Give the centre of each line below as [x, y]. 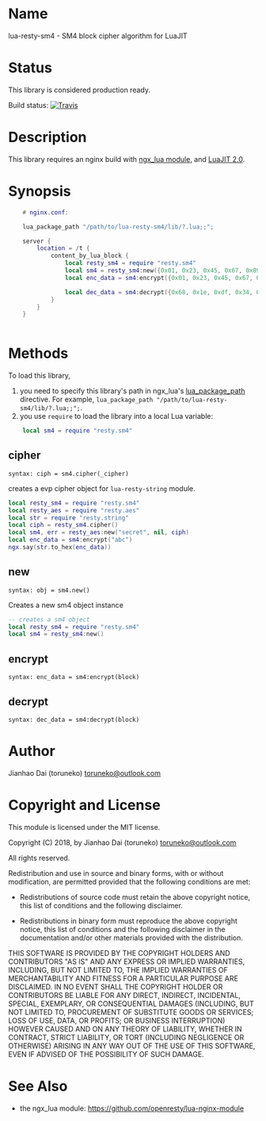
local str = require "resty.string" [68, 518]
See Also [38, 1086]
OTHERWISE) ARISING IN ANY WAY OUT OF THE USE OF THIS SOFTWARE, [132, 1046]
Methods [38, 353]
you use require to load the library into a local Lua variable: [116, 417]
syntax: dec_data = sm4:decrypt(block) [74, 720]
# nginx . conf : [46, 212]
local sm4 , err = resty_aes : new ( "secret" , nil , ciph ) [99, 532]
